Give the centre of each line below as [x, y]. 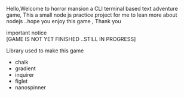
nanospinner [30, 87]
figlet [21, 81]
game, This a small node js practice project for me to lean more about [92, 15]
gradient [25, 68]
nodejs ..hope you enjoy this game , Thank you [64, 21]
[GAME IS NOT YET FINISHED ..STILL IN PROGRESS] [71, 39]
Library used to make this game [45, 51]
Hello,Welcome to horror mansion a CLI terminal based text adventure [92, 9]
